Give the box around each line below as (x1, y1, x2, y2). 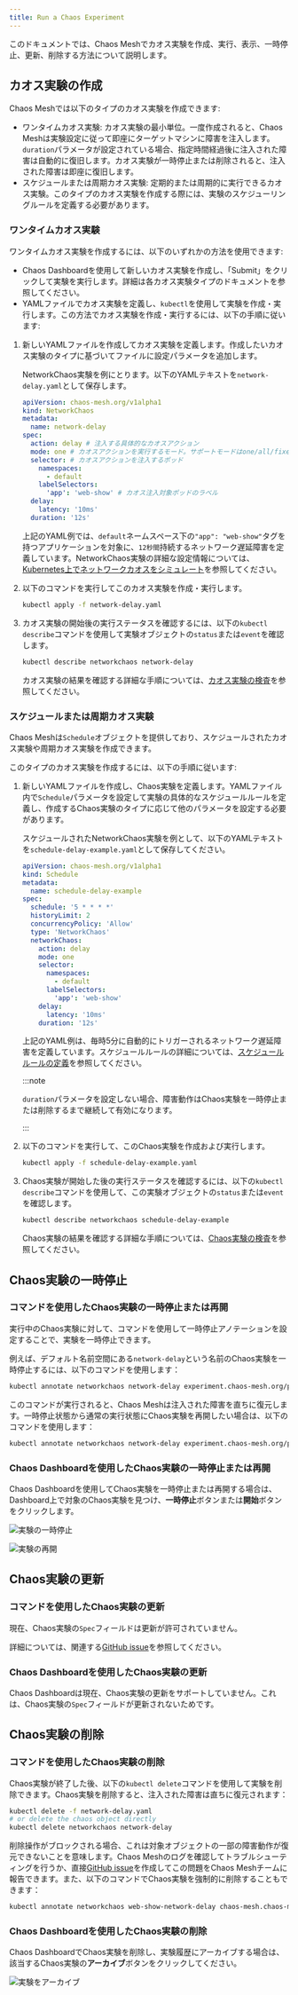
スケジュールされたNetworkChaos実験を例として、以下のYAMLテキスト (21, 832, 284, 843)
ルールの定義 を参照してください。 (21, 1058, 146, 1068)
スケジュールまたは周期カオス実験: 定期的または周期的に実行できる (21, 177, 268, 188)
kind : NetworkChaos (21, 406, 95, 415)
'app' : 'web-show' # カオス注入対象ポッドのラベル (45, 489, 219, 498)
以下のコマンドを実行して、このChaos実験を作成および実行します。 (21, 1141, 271, 1152)
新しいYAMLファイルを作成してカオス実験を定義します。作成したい (21, 339, 269, 350)
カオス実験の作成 (9, 78, 103, 93)
